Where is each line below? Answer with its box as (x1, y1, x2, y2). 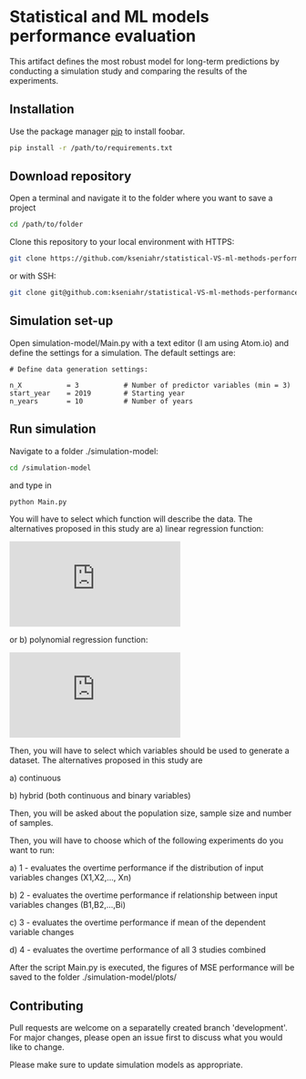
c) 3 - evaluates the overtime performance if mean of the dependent (9, 917, 266, 928)
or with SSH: (9, 270, 56, 281)
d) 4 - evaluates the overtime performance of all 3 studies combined (9, 944, 267, 955)
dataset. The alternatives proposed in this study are (9, 755, 203, 766)
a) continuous (9, 772, 62, 784)
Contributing (9, 998, 84, 1013)
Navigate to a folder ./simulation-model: (9, 445, 159, 456)
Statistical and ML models (9, 6, 209, 27)
